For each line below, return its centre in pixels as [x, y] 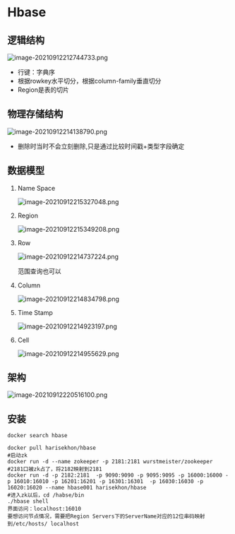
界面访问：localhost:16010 [44, 509]
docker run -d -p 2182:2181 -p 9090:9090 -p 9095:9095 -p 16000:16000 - [118, 475]
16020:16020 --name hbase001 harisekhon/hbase [77, 488]
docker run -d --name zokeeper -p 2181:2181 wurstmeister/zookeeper [110, 462]
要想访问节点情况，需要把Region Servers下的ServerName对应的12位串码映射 [106, 516]
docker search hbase [38, 436]
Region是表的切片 [43, 90]
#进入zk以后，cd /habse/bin [46, 495]
